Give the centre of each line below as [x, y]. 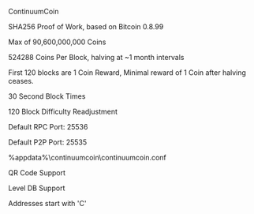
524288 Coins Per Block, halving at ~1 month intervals [96, 57]
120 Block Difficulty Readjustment [63, 111]
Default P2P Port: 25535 [48, 142]
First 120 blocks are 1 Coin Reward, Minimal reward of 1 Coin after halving [127, 73]
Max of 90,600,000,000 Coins [57, 42]
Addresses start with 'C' [47, 203]
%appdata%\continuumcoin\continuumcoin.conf [88, 158]
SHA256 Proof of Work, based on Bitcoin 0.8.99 [86, 26]
